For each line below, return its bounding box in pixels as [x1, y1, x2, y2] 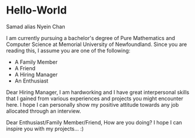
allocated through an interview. [6, 107, 81, 114]
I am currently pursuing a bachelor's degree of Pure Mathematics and [6, 34, 176, 41]
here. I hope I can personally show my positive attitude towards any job [6, 101, 179, 108]
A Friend [14, 64, 36, 71]
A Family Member [14, 58, 58, 65]
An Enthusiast [14, 77, 49, 84]
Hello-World [6, 4, 67, 17]
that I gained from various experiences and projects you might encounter [6, 95, 184, 102]
